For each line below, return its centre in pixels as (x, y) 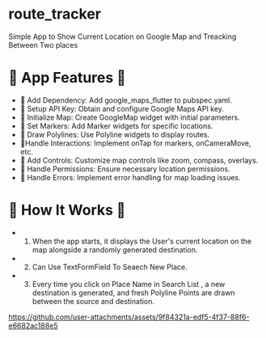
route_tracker (55, 14)
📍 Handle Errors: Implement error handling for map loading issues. (130, 177)
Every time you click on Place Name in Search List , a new (129, 284)
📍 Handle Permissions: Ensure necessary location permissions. (125, 169)
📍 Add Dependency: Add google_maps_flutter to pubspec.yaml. (126, 100)
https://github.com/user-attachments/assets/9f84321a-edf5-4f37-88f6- (129, 317)
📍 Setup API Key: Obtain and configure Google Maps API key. (122, 108)
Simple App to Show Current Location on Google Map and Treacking (122, 36)
